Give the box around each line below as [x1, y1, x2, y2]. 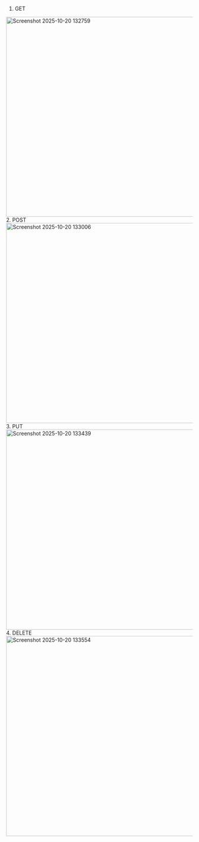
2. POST [6, 216, 27, 223]
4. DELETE [6, 629, 32, 636]
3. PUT [6, 423, 23, 430]
